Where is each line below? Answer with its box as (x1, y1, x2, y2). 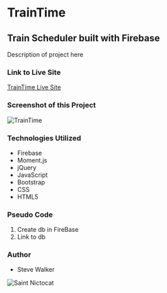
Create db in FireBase (16, 226, 79, 234)
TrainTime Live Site (7, 83, 61, 91)
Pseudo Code (7, 210, 54, 219)
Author (7, 250, 32, 259)
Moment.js (16, 156, 47, 164)
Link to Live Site (7, 67, 61, 77)
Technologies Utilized (7, 133, 81, 142)
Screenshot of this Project (7, 100, 96, 110)
